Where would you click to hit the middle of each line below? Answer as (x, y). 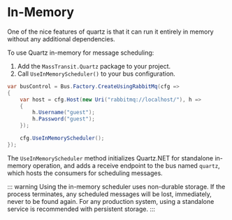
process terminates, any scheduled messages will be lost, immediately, (109, 194)
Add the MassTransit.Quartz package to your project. (94, 66)
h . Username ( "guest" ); (64, 113)
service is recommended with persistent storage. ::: (81, 209)
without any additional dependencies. (61, 39)
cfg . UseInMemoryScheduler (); (62, 138)
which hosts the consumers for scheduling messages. (85, 173)
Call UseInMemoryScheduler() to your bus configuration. (96, 74)
